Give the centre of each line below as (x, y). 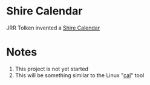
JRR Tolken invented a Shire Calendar (53, 28)
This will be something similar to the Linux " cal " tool (80, 75)
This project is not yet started (52, 69)
